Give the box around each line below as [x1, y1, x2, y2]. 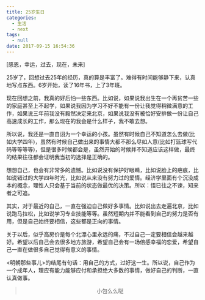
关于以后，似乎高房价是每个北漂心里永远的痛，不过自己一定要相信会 [6, 230, 178, 238]
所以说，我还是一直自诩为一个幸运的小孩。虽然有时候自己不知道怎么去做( [6, 130, 190, 138]
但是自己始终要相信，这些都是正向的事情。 [16, 217, 124, 225]
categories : [6, 15, 37, 21]
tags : [6, 32, 20, 38]
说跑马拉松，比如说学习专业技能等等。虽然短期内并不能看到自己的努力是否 [6, 209, 193, 217]
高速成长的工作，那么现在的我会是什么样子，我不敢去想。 [6, 117, 151, 124]
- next [12, 26, 29, 32]
